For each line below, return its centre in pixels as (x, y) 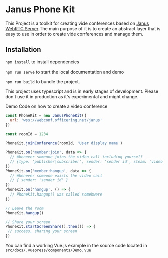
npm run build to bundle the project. (43, 81)
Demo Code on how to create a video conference (56, 106)
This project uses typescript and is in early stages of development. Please (82, 91)
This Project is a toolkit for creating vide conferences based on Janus (77, 23)
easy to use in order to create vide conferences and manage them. (74, 34)
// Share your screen (28, 222)
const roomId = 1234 (27, 134)
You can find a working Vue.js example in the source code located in (76, 246)
